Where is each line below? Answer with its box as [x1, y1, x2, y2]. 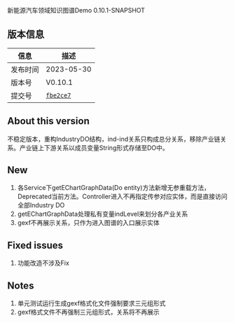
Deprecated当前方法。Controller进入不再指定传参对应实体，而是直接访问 [17, 192, 228, 201]
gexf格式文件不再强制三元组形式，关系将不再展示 [17, 308, 160, 317]
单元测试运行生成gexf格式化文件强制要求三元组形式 [17, 299, 166, 308]
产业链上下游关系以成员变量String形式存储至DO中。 [19, 143, 170, 152]
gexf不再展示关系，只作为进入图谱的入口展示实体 [17, 219, 160, 227]
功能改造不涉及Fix [17, 259, 70, 268]
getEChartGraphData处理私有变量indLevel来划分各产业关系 [17, 209, 188, 219]
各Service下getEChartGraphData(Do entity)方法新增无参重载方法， [17, 184, 210, 192]
